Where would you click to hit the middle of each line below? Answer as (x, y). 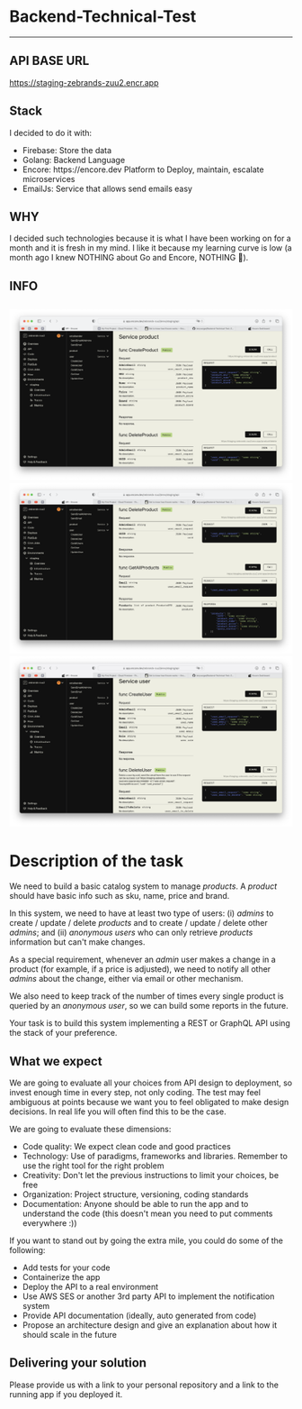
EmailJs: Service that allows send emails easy (107, 188)
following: (27, 1249)
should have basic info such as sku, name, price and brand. (120, 896)
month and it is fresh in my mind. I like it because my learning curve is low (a (151, 248)
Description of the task (97, 861)
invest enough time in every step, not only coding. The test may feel (135, 1092)
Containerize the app (61, 1276)
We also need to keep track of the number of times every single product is (147, 996)
